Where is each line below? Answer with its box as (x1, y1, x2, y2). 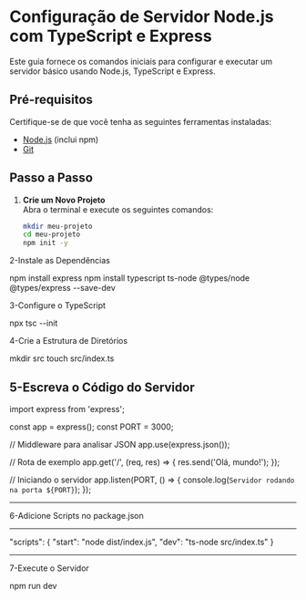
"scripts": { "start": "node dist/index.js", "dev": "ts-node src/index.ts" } (9, 536, 274, 547)
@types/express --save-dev (9, 283, 116, 294)
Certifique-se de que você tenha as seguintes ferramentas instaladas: (9, 116, 271, 127)
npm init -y (22, 239, 68, 248)
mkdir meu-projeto (22, 222, 93, 231)
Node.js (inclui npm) (22, 134, 99, 145)
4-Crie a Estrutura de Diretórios (9, 336, 128, 347)
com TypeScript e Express (9, 26, 212, 47)
